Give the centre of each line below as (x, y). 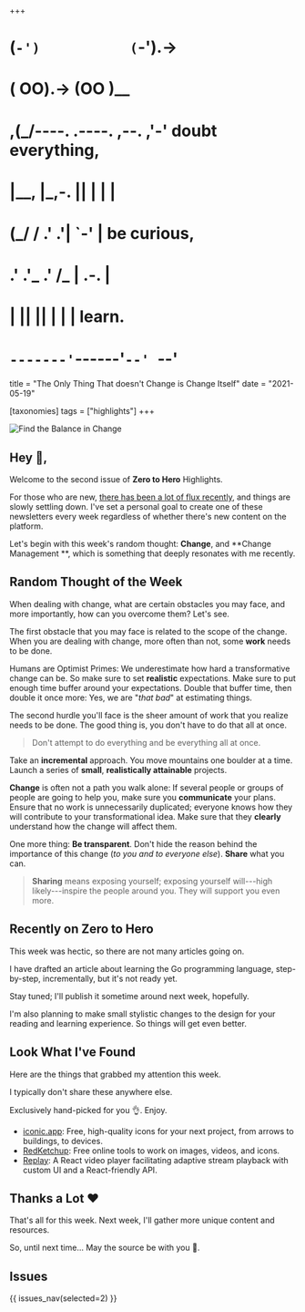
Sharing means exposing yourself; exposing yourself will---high (152, 881)
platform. (26, 526)
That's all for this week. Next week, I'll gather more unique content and (142, 1220)
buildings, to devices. (62, 1141)
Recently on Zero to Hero (81, 930)
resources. (30, 1230)
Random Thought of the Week (96, 582)
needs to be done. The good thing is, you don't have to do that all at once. (148, 725)
